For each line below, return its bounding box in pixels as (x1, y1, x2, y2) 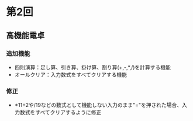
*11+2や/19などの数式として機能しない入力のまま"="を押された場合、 (14, 102, 182, 109)
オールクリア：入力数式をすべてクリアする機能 (14, 71, 127, 78)
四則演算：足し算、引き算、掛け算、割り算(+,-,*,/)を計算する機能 (14, 64, 171, 71)
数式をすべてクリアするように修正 (19, 109, 102, 116)
